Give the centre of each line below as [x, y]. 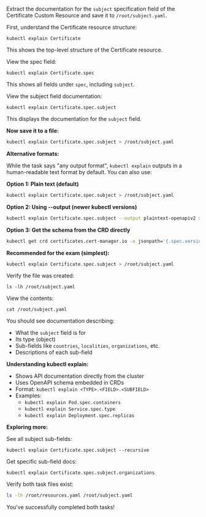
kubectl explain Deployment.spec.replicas [79, 416]
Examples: [28, 396]
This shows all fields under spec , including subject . [71, 84]
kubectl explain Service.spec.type [70, 409]
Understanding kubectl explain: [48, 364]
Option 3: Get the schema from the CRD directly [68, 230]
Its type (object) [36, 339]
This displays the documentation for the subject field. [74, 119]
